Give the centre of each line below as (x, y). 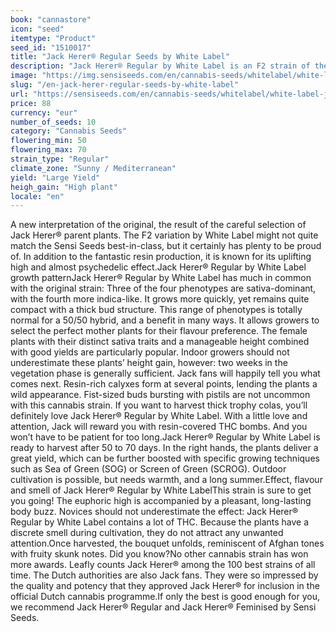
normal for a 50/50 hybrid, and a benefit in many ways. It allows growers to (165, 320)
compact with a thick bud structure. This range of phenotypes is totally (156, 310)
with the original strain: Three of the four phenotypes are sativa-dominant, (163, 288)
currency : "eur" (44, 112)
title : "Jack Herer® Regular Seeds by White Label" (120, 57)
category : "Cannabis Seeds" (69, 131)
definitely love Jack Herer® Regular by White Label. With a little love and (159, 416)
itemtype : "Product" (53, 38)
